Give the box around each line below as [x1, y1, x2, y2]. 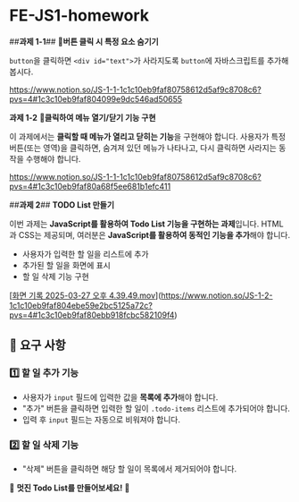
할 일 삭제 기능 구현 [21, 270, 89, 282]
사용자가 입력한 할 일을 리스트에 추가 [21, 248, 149, 260]
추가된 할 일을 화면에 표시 [21, 260, 112, 270]
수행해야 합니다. [25, 153, 81, 164]
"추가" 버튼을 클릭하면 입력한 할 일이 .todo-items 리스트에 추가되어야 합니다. [21, 403, 290, 413]
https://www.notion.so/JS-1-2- [160, 290, 274, 301]
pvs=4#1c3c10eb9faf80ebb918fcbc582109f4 [9, 310, 175, 320]
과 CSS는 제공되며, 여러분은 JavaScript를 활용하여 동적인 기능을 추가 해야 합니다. [9, 229, 291, 240]
